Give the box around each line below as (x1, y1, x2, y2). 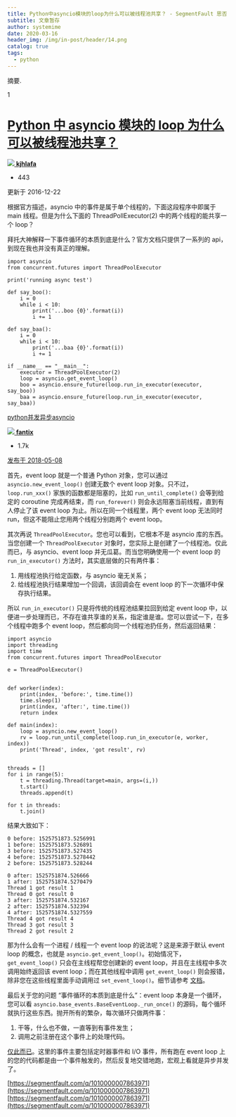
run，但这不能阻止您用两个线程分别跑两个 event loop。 (7, 515, 166, 523)
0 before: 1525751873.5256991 (7, 835, 96, 842)
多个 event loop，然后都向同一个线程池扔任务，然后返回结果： (37, 621, 218, 630)
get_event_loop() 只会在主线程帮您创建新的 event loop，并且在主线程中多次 (7, 958, 227, 966)
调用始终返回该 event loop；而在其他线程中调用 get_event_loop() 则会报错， (7, 967, 229, 976)
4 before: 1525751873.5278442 (7, 853, 96, 861)
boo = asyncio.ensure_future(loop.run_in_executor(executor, (20, 381, 202, 388)
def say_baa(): (7, 325, 52, 333)
